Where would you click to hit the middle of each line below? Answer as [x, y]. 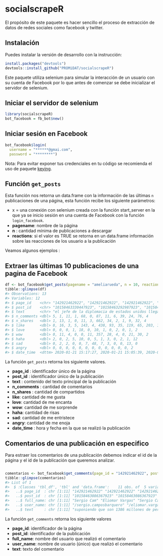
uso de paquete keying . [29, 168]
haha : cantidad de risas [36, 413]
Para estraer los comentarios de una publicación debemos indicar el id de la [81, 455]
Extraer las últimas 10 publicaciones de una [72, 266]
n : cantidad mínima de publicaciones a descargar [62, 231]
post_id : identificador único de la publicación [58, 377]
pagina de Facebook [36, 273]
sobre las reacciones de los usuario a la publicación [64, 241]
